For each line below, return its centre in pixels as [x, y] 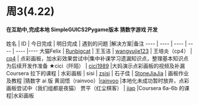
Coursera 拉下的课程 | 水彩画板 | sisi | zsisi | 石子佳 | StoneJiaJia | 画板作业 [97, 74]
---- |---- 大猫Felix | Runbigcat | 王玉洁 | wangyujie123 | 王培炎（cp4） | [104, 51]
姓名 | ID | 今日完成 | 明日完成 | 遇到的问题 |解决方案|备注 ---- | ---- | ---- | [97, 44]
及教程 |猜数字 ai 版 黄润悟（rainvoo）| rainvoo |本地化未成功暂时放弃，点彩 [98, 81]
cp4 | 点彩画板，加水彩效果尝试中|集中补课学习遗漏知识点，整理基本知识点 [97, 59]
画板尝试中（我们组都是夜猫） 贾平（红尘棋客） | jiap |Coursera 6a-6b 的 [95, 88]
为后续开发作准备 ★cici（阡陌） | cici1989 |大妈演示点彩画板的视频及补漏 [96, 66]
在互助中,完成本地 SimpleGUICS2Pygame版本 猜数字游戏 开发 [82, 29]
